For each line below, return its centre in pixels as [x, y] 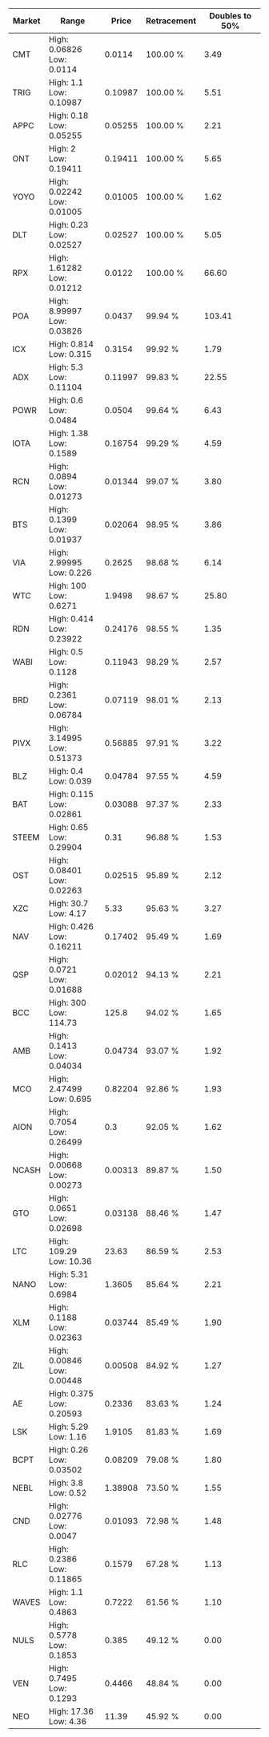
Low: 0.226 [70, 573]
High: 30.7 [68, 903]
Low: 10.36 [70, 1261]
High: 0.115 [71, 794]
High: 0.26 [68, 1450]
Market [26, 21]
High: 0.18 [68, 115]
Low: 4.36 [68, 1721]
